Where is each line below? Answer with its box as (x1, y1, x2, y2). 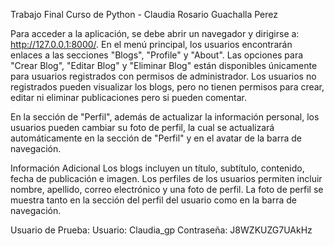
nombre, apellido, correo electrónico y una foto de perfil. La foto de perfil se (10, 184, 324, 195)
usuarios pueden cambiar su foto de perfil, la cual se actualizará (10, 122, 275, 133)
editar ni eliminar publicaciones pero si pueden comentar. (10, 92, 247, 103)
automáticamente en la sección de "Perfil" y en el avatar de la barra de (10, 132, 302, 144)
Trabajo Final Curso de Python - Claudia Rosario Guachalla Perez (10, 9, 278, 20)
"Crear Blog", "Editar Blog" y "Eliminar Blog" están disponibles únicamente (10, 60, 318, 71)
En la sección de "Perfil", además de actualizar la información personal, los (10, 111, 320, 123)
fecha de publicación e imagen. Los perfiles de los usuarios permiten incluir (10, 173, 323, 184)
